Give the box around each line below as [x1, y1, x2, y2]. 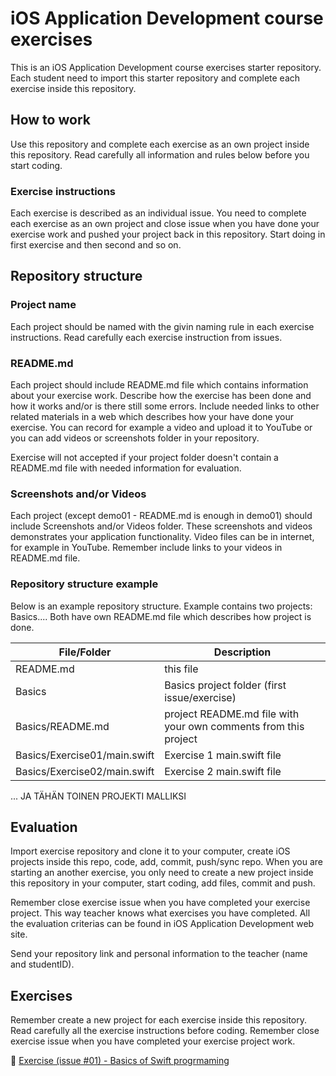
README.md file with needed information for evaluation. [10, 462, 242, 474]
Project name [10, 298, 77, 312]
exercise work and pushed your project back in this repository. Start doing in [10, 228, 326, 241]
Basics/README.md [15, 719, 110, 733]
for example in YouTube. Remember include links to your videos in [10, 542, 283, 554]
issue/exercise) [164, 690, 237, 704]
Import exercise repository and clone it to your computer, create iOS [10, 845, 291, 857]
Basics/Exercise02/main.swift [15, 764, 155, 778]
